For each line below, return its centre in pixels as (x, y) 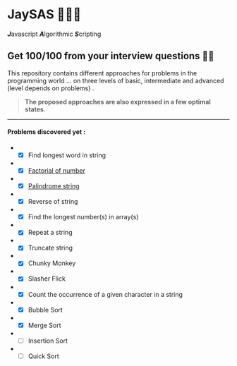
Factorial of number (57, 171)
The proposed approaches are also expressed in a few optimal (118, 102)
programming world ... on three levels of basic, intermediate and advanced (116, 80)
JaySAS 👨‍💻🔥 (44, 14)
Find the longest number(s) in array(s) (83, 217)
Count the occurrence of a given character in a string (105, 294)
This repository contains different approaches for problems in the (102, 73)
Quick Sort (44, 356)
